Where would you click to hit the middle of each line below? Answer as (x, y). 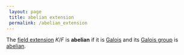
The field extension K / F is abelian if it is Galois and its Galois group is (92, 40)
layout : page (25, 12)
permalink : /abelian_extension (48, 23)
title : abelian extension (41, 17)
